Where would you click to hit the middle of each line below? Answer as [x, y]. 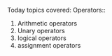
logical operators [42, 38]
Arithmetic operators [47, 23]
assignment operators [49, 45]
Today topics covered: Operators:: [57, 10]
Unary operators [41, 31]
